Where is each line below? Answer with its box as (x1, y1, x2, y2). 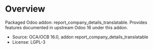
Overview (5, 3, 45, 15)
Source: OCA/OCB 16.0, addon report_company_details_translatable (12, 34, 149, 40)
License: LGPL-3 (12, 39, 45, 45)
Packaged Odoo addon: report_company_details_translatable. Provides (5, 19, 148, 25)
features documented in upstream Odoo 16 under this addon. (5, 24, 128, 30)
